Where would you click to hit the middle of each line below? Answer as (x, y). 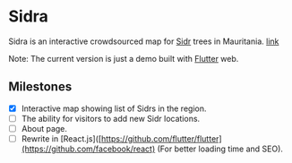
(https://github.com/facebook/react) (88, 149)
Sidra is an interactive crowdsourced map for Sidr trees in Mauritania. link (144, 41)
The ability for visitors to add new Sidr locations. (111, 118)
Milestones (40, 87)
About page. (44, 128)
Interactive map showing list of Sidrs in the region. (114, 108)
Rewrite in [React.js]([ (61, 138)
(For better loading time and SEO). (220, 149)
